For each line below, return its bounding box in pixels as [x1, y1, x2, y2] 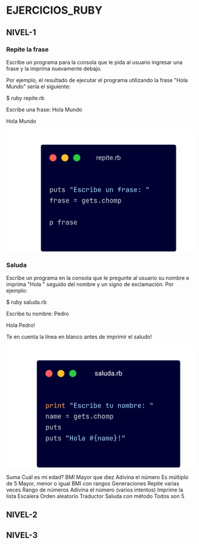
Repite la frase [6, 45, 49, 54]
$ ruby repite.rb [6, 94, 45, 101]
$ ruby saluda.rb [6, 299, 47, 306]
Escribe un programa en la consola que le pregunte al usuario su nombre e [6, 275, 189, 282]
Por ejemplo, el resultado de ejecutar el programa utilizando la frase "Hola [6, 76, 188, 83]
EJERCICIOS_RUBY [6, 4, 102, 17]
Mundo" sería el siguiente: [6, 83, 71, 90]
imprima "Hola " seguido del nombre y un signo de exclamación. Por [6, 281, 174, 288]
